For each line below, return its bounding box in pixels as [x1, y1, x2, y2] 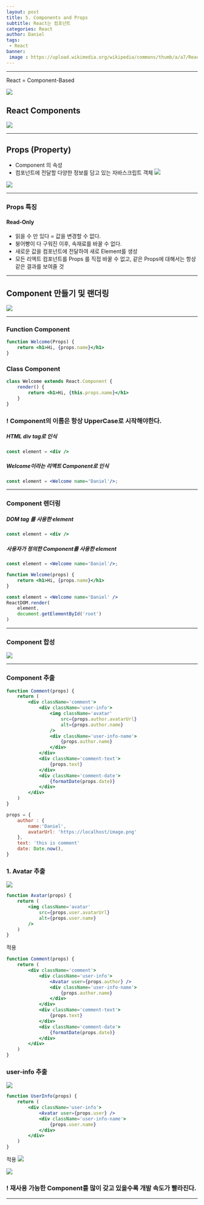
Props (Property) [6, 144, 72, 155]
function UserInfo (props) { [6, 1093, 78, 1099]
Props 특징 [6, 203, 38, 212]
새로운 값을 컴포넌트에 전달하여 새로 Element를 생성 [15, 247, 138, 255]
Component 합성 [6, 638, 55, 646]
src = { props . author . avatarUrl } [60, 716, 137, 722]
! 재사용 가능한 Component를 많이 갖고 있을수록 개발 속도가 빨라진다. [6, 1184, 197, 1192]
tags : [6, 37, 20, 43]
